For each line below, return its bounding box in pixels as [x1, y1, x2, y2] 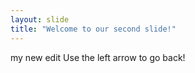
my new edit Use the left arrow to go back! [10, 51, 186, 63]
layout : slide [10, 14, 70, 25]
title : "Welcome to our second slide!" [10, 24, 177, 34]
